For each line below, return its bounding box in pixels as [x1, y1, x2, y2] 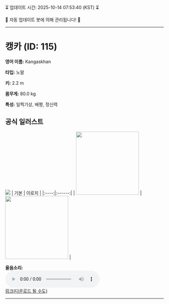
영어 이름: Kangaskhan [5, 58, 51, 65]
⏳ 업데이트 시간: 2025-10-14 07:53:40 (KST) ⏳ [5, 5, 99, 10]
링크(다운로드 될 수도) [5, 288, 48, 294]
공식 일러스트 [5, 117, 44, 126]
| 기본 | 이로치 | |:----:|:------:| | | [11, 190, 142, 196]
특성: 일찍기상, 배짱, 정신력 [5, 101, 58, 107]
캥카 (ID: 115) [5, 41, 57, 52]
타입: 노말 [5, 69, 25, 75]
